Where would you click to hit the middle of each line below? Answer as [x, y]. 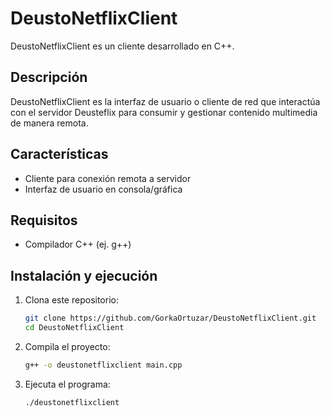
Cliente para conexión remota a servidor [108, 178]
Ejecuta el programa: [67, 384]
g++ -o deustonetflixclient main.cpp [103, 365]
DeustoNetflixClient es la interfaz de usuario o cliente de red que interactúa [165, 101]
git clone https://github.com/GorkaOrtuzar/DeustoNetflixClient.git [170, 318]
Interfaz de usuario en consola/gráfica [103, 189]
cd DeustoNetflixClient [74, 328]
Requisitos [44, 220]
